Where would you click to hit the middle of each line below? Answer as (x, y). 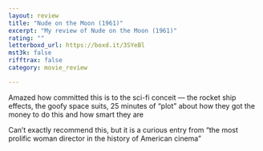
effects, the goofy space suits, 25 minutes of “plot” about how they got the (131, 105)
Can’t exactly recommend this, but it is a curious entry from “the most (123, 129)
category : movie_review (48, 68)
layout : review (34, 16)
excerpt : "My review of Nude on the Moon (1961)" (93, 30)
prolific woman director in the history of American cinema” (105, 138)
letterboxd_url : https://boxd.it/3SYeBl (77, 46)
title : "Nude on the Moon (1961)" (66, 23)
